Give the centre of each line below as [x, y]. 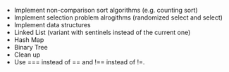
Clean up [27, 55]
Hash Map [29, 40]
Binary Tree [31, 47]
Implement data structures [52, 25]
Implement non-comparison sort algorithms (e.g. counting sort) [106, 10]
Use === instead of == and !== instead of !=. [79, 62]
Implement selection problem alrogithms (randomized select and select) [118, 17]
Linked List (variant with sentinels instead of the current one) [102, 32]
